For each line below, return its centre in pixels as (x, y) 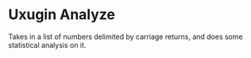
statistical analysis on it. (47, 44)
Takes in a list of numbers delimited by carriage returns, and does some (126, 37)
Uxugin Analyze (62, 15)
